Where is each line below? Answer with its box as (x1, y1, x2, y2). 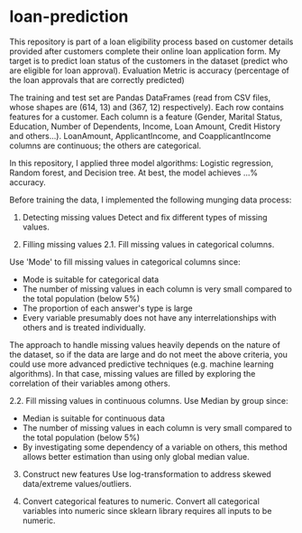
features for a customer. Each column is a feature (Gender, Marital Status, (9, 111, 283, 122)
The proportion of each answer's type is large (22, 303, 193, 313)
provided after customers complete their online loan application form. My (9, 45, 281, 56)
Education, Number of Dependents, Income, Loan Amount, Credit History (9, 120, 281, 132)
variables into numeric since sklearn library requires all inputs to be (22, 505, 272, 516)
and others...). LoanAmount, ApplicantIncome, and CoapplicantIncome (9, 130, 272, 141)
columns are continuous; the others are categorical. (9, 140, 202, 151)
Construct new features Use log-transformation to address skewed (22, 468, 272, 480)
